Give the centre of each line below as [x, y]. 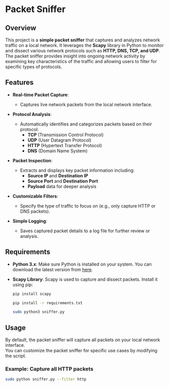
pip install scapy [32, 294]
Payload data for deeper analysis [62, 186]
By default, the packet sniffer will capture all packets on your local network [83, 340]
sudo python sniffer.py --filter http [46, 379]
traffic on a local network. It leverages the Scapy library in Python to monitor [84, 45]
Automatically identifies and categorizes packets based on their [86, 124]
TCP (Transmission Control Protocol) [66, 135]
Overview [21, 28]
